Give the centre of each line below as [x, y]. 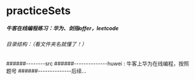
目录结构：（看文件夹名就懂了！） [47, 44]
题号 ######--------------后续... [46, 71]
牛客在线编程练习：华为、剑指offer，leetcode [62, 28]
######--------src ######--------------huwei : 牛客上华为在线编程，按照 [97, 64]
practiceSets [39, 11]
